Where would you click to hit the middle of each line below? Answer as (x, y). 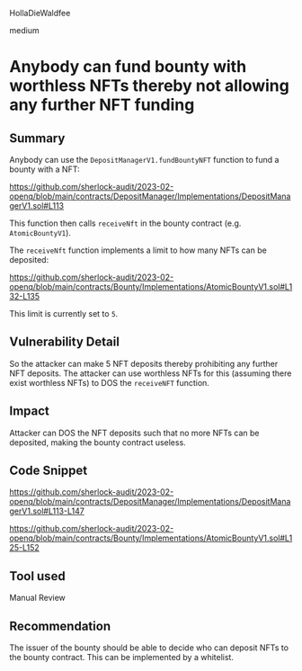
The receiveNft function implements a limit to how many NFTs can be (138, 250)
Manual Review (37, 598)
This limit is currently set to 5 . (64, 313)
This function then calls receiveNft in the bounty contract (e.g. (125, 223)
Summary (37, 138)
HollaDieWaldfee (40, 13)
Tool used (37, 576)
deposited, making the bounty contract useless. (98, 442)
